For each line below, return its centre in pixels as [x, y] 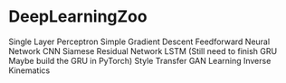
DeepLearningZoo [78, 17]
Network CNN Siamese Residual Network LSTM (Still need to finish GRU [143, 51]
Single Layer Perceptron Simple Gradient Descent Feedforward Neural [139, 41]
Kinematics [29, 70]
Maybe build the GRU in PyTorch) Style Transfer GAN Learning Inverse [140, 60]
